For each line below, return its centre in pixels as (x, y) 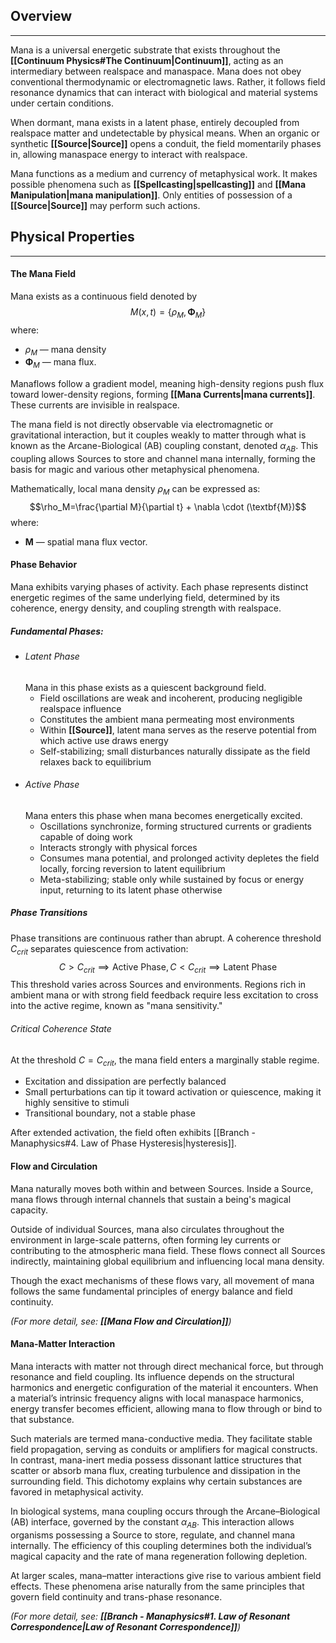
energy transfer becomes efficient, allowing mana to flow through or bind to (166, 1408)
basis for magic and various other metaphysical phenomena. (135, 470)
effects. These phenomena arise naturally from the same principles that (157, 1586)
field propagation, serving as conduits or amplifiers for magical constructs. (164, 1449)
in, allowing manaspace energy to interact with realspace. (129, 154)
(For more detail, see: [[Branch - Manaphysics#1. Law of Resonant (150, 1616)
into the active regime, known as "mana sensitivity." (116, 1006)
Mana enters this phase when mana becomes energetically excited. (163, 815)
